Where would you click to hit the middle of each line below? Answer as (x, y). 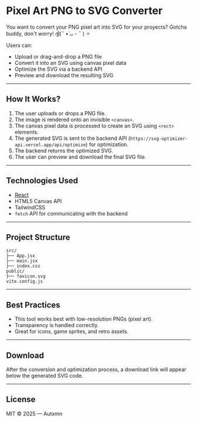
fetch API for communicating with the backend (71, 213)
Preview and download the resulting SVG (64, 75)
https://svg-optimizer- (159, 139)
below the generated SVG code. (45, 375)
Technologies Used (42, 181)
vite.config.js (25, 282)
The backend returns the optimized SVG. (64, 150)
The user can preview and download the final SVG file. (80, 157)
